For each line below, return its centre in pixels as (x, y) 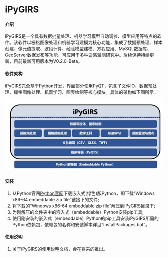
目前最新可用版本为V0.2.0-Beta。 (48, 61)
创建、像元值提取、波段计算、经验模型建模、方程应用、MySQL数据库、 (78, 49)
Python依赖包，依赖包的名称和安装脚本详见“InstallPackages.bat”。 (81, 224)
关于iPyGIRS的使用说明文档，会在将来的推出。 (60, 249)
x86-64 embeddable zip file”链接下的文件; (56, 199)
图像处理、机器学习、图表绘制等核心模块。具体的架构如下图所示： (90, 92)
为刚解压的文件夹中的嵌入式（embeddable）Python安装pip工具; (78, 212)
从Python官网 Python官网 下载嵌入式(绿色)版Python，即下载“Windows (83, 193)
